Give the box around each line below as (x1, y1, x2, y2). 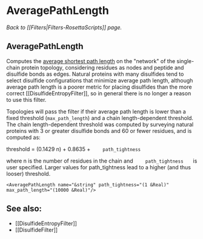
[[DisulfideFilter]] (15, 226, 58, 234)
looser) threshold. (6, 170, 51, 177)
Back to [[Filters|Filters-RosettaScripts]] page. (6, 24, 122, 31)
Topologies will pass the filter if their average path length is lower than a (6, 107, 186, 115)
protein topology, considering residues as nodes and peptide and (21, 64, 184, 71)
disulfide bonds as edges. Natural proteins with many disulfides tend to (6, 70, 184, 78)
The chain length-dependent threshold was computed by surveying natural (6, 121, 194, 128)
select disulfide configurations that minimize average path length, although (6, 76, 193, 84)
